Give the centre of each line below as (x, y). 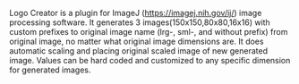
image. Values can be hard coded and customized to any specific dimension (150, 60)
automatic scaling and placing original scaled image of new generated (139, 51)
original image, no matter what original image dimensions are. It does (137, 41)
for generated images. (50, 70)
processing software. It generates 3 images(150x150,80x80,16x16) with (140, 22)
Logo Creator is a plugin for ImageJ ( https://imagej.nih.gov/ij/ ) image (136, 13)
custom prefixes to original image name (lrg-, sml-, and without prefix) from (149, 32)
